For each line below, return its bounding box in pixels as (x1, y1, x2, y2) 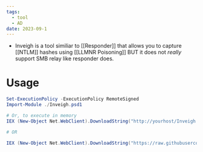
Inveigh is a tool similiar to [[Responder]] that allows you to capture (14, 42, 182, 49)
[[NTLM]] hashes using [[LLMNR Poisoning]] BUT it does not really (14, 49, 182, 56)
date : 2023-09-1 (6, 25, 47, 32)
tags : (6, 8, 20, 15)
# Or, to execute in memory (6, 112, 77, 118)
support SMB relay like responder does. (14, 55, 114, 62)
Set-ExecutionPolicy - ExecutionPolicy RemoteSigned (6, 96, 139, 103)
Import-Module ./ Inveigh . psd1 (6, 102, 83, 108)
